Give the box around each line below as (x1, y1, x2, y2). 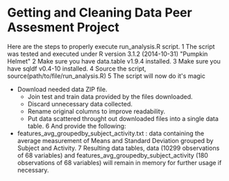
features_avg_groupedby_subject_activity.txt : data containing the (17, 129, 205, 137)
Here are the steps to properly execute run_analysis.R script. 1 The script (7, 42, 215, 50)
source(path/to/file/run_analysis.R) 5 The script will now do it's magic (7, 71, 206, 80)
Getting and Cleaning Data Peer (7, 5, 192, 21)
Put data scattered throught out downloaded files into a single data (27, 114, 219, 122)
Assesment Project (7, 19, 119, 35)
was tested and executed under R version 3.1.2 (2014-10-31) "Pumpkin (7, 50, 208, 58)
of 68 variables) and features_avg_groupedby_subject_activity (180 (17, 151, 208, 160)
